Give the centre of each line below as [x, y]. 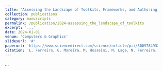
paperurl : [15, 46]
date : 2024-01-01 [23, 32]
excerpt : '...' [20, 28]
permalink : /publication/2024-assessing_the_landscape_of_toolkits [75, 23]
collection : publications [31, 14]
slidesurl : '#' [20, 41]
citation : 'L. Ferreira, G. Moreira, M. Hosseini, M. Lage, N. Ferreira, [81, 50]
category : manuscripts [28, 18]
